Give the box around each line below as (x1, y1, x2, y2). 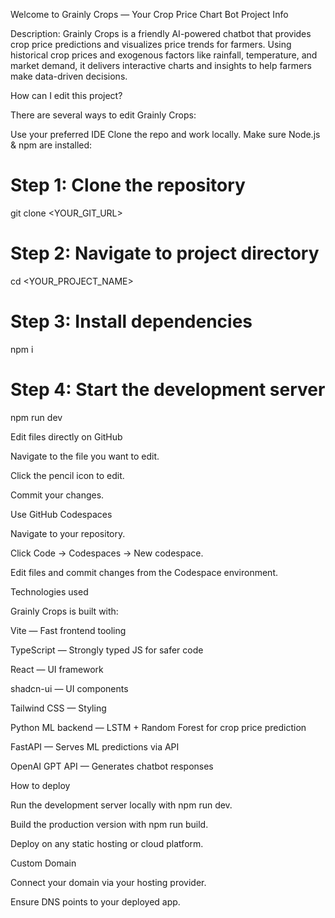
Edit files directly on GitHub (10, 430, 123, 443)
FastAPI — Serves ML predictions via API (10, 740, 180, 753)
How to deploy (10, 779, 71, 791)
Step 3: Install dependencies (10, 310, 253, 333)
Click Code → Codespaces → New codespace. (10, 547, 204, 559)
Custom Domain (10, 857, 77, 869)
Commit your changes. (10, 489, 105, 501)
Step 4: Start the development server (10, 379, 326, 401)
